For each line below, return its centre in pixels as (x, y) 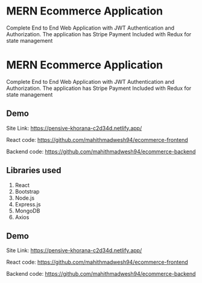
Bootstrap (27, 191)
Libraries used (34, 170)
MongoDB (27, 211)
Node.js (25, 198)
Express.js (28, 204)
